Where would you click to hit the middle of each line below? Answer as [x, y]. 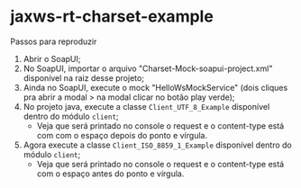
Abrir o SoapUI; [52, 58]
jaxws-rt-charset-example [112, 17]
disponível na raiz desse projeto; [84, 77]
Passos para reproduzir [54, 41]
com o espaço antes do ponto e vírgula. [110, 174]
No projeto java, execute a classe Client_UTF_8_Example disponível [146, 106]
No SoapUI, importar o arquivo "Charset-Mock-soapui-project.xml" [148, 68]
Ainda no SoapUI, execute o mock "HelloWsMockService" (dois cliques [155, 87]
